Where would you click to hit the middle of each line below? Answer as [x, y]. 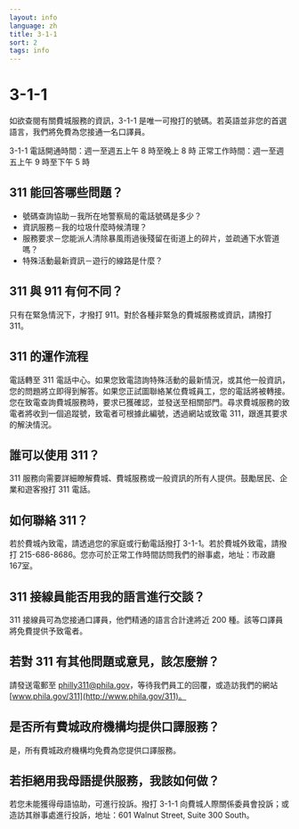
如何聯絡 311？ [49, 520]
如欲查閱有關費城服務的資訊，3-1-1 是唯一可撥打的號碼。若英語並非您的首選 [148, 120]
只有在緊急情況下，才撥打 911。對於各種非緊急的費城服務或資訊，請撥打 [141, 314]
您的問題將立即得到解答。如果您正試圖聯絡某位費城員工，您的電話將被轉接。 [149, 391]
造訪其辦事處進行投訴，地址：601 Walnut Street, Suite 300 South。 [132, 815]
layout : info [33, 17]
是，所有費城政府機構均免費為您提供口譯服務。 [95, 750]
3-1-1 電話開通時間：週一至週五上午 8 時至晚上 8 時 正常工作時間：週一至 [143, 151]
